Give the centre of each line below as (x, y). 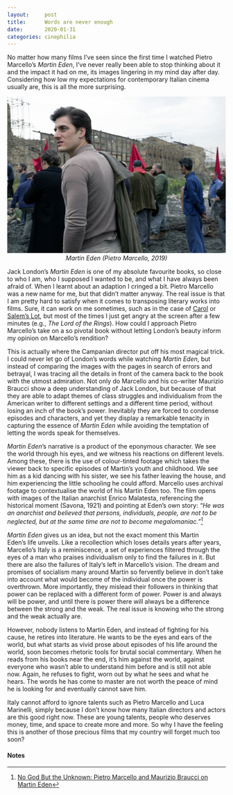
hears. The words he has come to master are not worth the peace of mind (113, 682)
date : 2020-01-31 (42, 29)
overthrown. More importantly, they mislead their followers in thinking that (113, 587)
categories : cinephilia (42, 37)
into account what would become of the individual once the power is (105, 579)
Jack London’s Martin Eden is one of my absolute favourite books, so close (114, 272)
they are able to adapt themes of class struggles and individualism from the (115, 396)
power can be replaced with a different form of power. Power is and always (114, 594)
